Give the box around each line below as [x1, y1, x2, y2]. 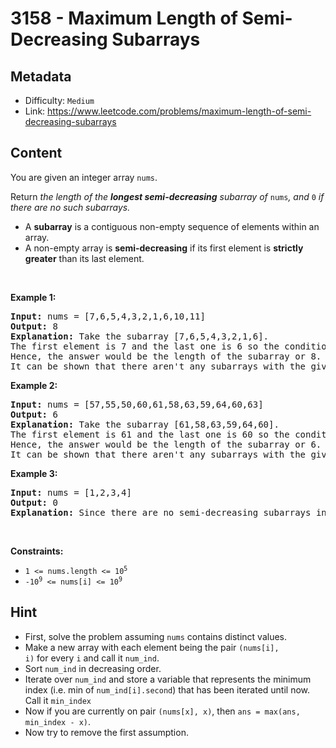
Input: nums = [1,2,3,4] [10, 487, 132, 498]
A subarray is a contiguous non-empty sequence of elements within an [24, 220, 320, 232]
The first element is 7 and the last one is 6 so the [10, 340, 280, 352]
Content [10, 145, 63, 162]
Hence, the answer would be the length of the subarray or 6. [10, 438, 322, 450]
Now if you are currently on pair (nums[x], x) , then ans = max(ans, [24, 705, 301, 717]
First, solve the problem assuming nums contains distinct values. [24, 630, 288, 642]
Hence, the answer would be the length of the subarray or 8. [10, 350, 322, 362]
